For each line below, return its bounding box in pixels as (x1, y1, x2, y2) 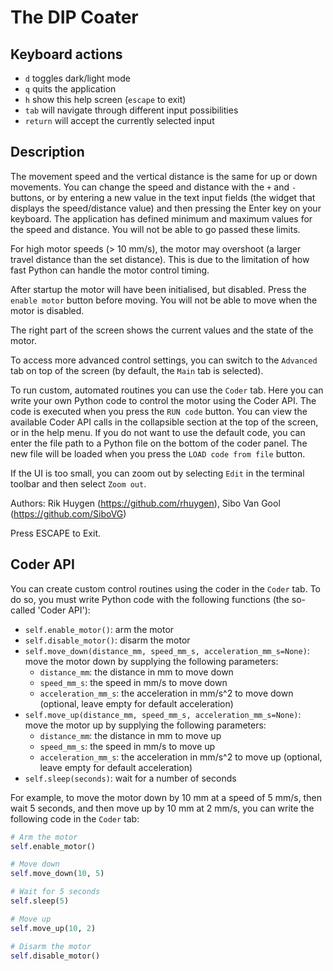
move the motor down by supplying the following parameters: (24, 655, 279, 667)
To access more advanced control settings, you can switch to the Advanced (10, 354, 318, 366)
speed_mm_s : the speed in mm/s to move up (39, 740, 216, 752)
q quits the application (24, 83, 117, 95)
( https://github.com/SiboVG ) (10, 507, 127, 520)
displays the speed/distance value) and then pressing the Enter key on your (10, 202, 322, 214)
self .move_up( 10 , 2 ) (10, 923, 97, 933)
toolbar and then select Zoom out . (10, 477, 147, 490)
